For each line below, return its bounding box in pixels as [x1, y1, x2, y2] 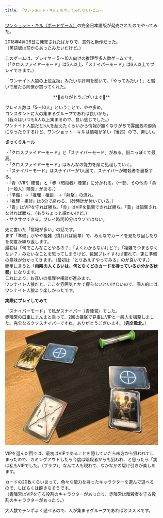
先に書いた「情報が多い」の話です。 [5, 226, 77, 232]
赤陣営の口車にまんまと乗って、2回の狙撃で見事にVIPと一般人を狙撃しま [5, 314, 150, 320]
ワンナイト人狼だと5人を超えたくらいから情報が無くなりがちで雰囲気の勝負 [5, 122, 157, 128]
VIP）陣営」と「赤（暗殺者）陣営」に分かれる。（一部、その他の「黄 [19, 180, 157, 186]
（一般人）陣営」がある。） [5, 186, 58, 191]
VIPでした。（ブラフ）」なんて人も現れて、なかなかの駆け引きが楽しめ [17, 462, 156, 468]
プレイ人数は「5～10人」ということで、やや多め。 [5, 104, 105, 110]
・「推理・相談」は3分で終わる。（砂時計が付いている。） [5, 198, 116, 204]
